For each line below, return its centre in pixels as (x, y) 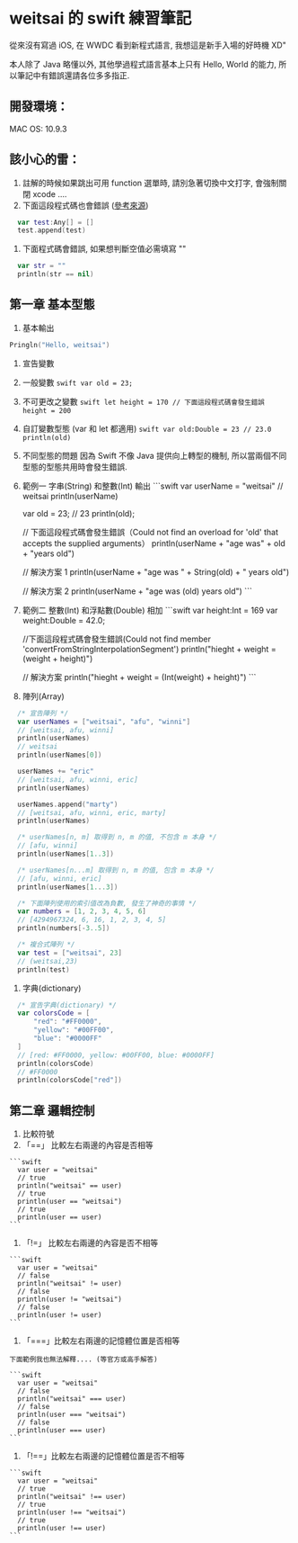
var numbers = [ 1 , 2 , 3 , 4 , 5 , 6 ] (82, 911)
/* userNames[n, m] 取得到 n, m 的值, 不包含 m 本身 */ (117, 838)
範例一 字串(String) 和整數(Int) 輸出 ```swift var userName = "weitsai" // (153, 486)
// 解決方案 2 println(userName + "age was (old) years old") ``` (137, 591)
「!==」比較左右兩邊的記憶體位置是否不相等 (104, 1456)
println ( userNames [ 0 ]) (60, 755)
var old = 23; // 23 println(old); (79, 513)
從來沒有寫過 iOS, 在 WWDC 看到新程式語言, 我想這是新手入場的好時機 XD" (148, 45)
